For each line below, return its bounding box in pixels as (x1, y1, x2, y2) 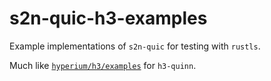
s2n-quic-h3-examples (9, 7, 208, 30)
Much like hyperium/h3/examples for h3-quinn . (9, 59, 197, 71)
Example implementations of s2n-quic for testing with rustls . (9, 40, 261, 52)
